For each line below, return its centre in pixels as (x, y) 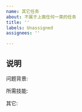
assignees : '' (23, 33)
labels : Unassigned (30, 28)
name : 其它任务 (23, 11)
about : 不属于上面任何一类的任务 (41, 17)
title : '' (18, 22)
